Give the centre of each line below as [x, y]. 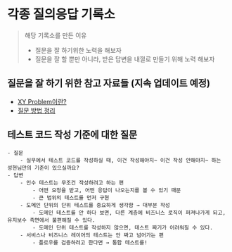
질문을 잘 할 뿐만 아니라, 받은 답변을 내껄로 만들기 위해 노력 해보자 [125, 59]
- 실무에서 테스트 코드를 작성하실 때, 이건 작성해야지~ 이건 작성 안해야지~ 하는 [121, 160]
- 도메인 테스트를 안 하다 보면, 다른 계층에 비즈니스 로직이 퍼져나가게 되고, [129, 213]
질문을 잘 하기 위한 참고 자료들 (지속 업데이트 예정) [109, 83]
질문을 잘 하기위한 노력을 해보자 [78, 50]
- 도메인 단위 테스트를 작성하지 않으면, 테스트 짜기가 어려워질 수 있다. [123, 227]
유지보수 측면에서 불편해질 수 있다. [51, 220]
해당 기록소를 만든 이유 [56, 35]
